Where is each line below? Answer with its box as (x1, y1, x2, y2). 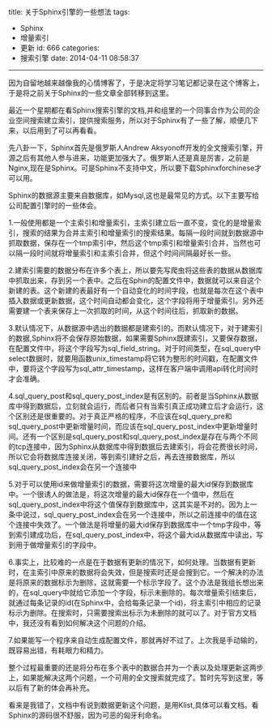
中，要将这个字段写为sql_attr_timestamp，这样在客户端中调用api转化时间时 (8, 364, 259, 373)
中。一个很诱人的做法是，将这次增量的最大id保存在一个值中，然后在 (8, 490, 235, 499)
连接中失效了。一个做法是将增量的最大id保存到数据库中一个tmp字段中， (15, 520, 255, 529)
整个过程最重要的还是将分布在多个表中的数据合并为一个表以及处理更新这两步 (8, 663, 264, 672)
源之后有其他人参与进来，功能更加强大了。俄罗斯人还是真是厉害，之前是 (8, 153, 249, 162)
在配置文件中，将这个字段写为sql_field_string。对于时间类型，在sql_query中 (8, 344, 261, 353)
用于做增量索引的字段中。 (15, 540, 101, 550)
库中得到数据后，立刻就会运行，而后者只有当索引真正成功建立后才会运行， (8, 401, 257, 411)
